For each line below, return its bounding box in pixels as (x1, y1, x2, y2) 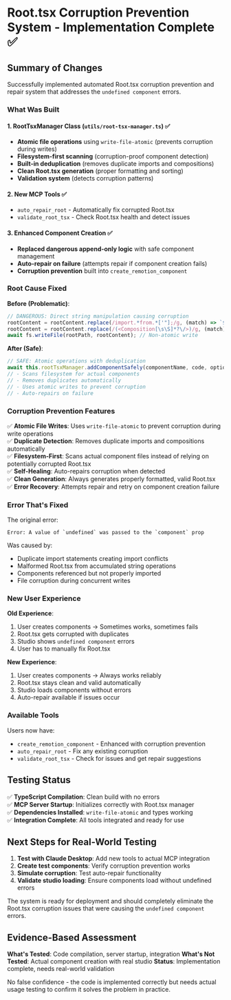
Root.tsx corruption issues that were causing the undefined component (7, 904, 205, 912)
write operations (7, 429, 54, 438)
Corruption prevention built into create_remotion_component (16, 267, 188, 275)
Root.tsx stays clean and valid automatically (16, 679, 142, 687)
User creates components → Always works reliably (16, 671, 162, 680)
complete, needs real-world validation (7, 965, 115, 973)
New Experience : (7, 658, 57, 666)
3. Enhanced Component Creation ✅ (7, 229, 113, 237)
